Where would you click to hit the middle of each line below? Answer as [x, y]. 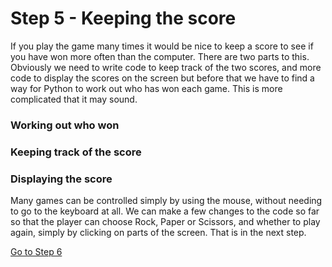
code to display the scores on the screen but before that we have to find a [162, 78]
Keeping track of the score [76, 152]
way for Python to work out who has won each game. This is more [146, 88]
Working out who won [65, 125]
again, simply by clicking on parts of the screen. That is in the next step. [158, 233]
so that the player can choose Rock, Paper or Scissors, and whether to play [165, 222]
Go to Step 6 [36, 252]
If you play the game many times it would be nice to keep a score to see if [162, 46]
